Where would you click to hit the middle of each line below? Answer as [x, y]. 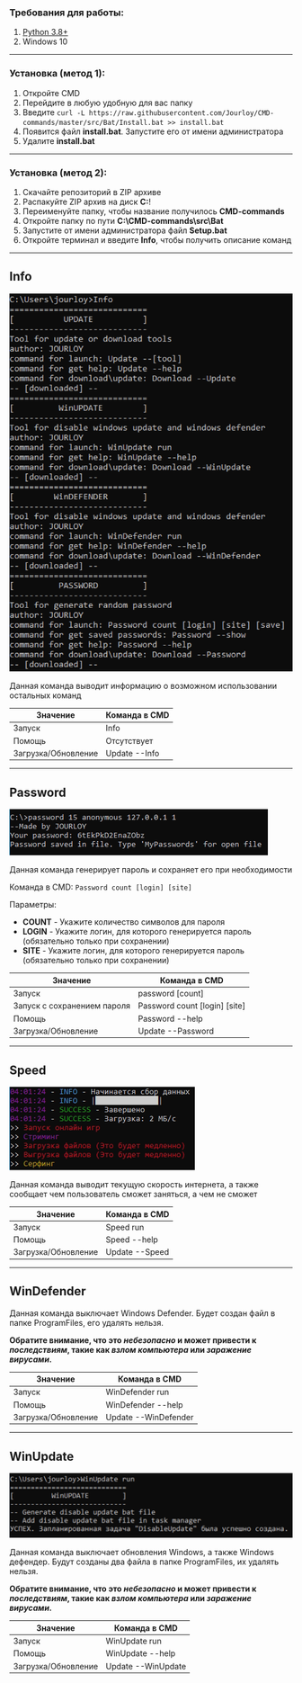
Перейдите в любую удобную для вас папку [107, 103]
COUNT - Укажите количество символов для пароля [124, 922]
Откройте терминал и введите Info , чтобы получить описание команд [157, 239]
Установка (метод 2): [58, 173]
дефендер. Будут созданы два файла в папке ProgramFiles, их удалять [144, 1562]
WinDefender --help [144, 1404]
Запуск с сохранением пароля [72, 1006]
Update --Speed [137, 1252]
